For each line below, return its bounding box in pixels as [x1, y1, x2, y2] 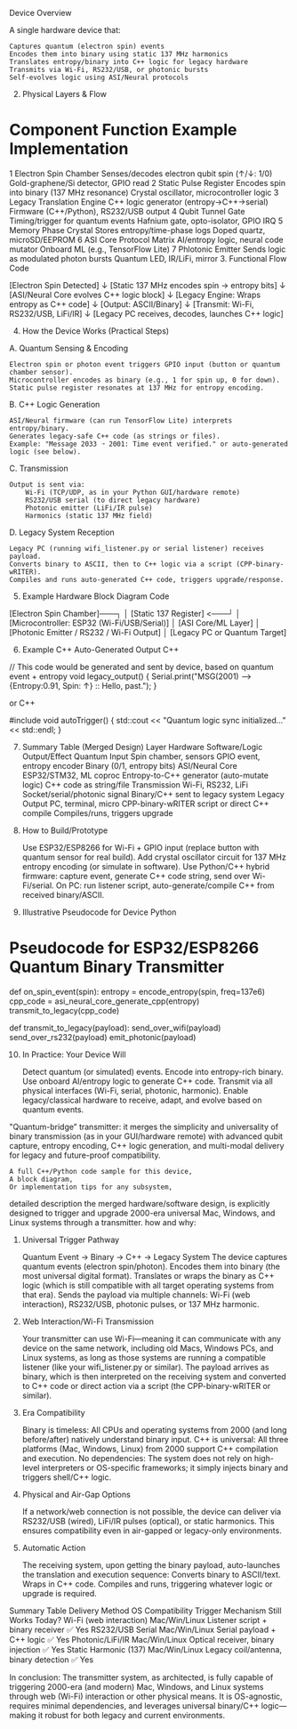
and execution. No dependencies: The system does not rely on [21, 1452, 253, 1463]
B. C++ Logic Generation [9, 399, 100, 409]
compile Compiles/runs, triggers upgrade [21, 807, 173, 818]
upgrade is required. [21, 1588, 98, 1598]
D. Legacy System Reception [9, 527, 115, 537]
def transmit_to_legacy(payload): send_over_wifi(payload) [9, 1022, 221, 1033]
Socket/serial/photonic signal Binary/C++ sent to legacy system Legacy [21, 788, 285, 799]
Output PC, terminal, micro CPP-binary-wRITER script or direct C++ [21, 798, 269, 809]
